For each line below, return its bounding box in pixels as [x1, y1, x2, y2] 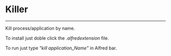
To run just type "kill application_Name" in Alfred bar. [5, 45, 117, 51]
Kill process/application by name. [5, 25, 75, 31]
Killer [5, 4, 28, 15]
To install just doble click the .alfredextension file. [5, 35, 109, 41]
